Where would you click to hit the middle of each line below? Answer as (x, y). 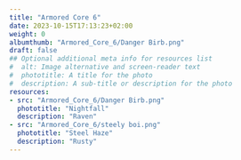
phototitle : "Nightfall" (63, 108)
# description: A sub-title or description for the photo (121, 84)
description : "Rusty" (57, 141)
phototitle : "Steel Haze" (65, 133)
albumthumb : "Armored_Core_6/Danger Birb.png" (97, 42)
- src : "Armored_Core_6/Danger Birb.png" (87, 100)
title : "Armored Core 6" (55, 17)
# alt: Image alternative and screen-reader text (105, 68)
